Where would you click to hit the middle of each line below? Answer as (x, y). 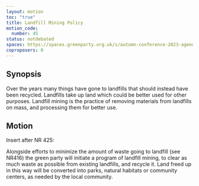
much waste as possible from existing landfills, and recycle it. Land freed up (99, 164)
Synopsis (24, 74)
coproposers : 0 (25, 50)
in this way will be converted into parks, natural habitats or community (92, 171)
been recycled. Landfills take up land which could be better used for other (96, 95)
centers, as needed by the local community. (60, 177)
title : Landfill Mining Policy (45, 23)
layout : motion (25, 12)
